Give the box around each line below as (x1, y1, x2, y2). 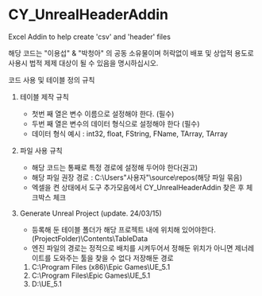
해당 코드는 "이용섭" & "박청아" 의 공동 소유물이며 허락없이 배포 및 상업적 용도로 (8, 48, 254, 57)
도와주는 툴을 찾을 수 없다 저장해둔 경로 (52, 253, 174, 263)
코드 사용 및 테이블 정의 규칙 (8, 75, 95, 84)
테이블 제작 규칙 (19, 92, 69, 101)
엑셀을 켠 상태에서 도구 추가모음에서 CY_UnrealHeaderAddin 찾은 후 (31, 182, 245, 192)
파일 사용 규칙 (19, 146, 63, 155)
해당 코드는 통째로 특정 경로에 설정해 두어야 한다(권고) (31, 162, 198, 172)
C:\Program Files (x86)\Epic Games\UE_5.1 (31, 262, 171, 271)
